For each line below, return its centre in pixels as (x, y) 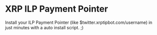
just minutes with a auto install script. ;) (44, 27)
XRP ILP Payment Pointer (57, 9)
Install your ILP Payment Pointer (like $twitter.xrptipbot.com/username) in (79, 22)
